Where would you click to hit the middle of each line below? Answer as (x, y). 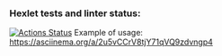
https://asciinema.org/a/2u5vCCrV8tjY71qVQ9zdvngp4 (111, 42)
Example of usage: (109, 33)
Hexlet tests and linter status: (75, 13)
